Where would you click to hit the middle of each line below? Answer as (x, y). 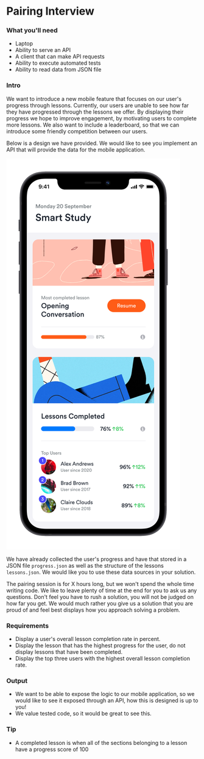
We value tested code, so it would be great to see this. (83, 714)
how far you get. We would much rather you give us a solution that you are (100, 603)
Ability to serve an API (43, 50)
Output (17, 681)
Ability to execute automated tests (58, 63)
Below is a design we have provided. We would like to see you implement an (102, 143)
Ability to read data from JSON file (58, 70)
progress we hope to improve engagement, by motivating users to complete (101, 118)
